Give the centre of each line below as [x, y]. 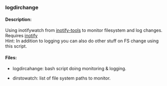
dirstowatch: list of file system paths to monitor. [61, 78]
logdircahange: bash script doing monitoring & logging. [69, 69]
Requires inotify [21, 36]
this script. [16, 46]
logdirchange [22, 7]
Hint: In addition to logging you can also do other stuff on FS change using [82, 41]
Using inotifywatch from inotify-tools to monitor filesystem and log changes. [84, 30]
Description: [18, 19]
